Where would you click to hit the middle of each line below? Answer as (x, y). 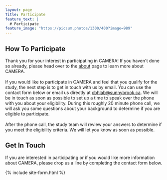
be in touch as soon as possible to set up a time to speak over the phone (80, 97)
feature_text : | (22, 19)
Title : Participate (25, 14)
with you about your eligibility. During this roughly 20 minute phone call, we (83, 103)
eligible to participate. (27, 113)
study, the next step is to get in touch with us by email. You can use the (78, 87)
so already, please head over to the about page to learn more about (74, 66)
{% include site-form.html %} (35, 172)
